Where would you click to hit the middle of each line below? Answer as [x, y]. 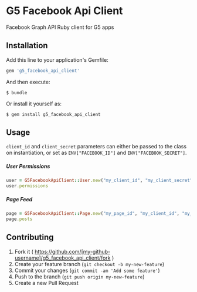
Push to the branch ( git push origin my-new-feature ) [79, 276]
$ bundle [17, 92]
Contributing [30, 238]
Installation [27, 46]
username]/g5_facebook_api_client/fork [62, 258]
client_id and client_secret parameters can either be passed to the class [96, 147]
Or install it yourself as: [34, 104]
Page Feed [19, 199]
